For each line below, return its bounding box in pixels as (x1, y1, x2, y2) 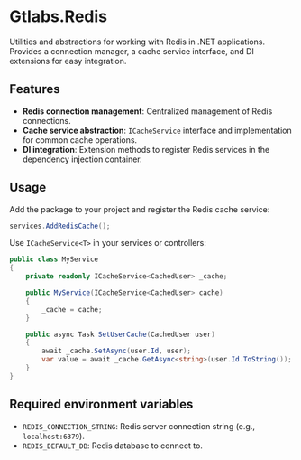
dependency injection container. (22, 154, 142, 164)
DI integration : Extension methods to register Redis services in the (22, 144, 270, 155)
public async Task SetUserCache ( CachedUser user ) (25, 330, 216, 339)
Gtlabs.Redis (9, 6, 108, 27)
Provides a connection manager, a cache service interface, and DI (9, 45, 255, 56)
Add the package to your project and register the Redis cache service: (9, 203, 270, 214)
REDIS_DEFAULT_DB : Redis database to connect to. (22, 440, 203, 451)
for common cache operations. (22, 134, 138, 146)
